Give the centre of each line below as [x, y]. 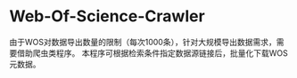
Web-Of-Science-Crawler [107, 16]
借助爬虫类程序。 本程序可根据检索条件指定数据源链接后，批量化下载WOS [152, 53]
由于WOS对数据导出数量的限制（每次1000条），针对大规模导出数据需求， [143, 42]
